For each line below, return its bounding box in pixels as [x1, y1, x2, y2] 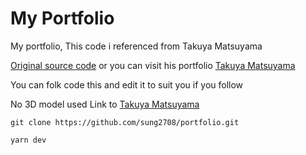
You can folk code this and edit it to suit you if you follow [10, 78, 244, 91]
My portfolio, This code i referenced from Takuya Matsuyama [10, 40, 263, 52]
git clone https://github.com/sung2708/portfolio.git [10, 117, 240, 127]
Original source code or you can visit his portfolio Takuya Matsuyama [10, 59, 296, 71]
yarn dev [10, 135, 47, 145]
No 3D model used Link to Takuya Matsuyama [10, 98, 200, 110]
